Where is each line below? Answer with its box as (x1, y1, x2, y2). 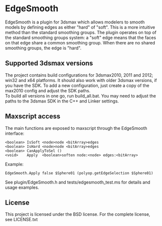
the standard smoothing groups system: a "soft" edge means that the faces (5, 35, 157, 41)
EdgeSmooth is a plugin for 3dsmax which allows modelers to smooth (5, 19, 145, 25)
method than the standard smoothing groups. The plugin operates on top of (5, 29, 157, 35)
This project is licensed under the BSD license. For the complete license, (5, 211, 150, 217)
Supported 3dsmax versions (5, 59, 93, 67)
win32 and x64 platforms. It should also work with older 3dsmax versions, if (5, 77, 157, 83)
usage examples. (5, 184, 39, 190)
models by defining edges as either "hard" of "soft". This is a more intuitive (5, 24, 155, 30)
